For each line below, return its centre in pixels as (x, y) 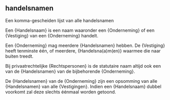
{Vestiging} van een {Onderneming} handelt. (52, 35)
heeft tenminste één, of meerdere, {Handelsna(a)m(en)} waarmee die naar (83, 51)
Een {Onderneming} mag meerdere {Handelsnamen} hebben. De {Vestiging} (85, 45)
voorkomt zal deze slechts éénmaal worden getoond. (61, 92)
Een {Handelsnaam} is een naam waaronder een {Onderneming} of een (80, 30)
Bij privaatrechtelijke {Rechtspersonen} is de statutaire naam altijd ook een (83, 66)
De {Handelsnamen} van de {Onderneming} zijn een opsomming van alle (81, 81)
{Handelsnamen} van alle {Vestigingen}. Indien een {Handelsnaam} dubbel (83, 86)
